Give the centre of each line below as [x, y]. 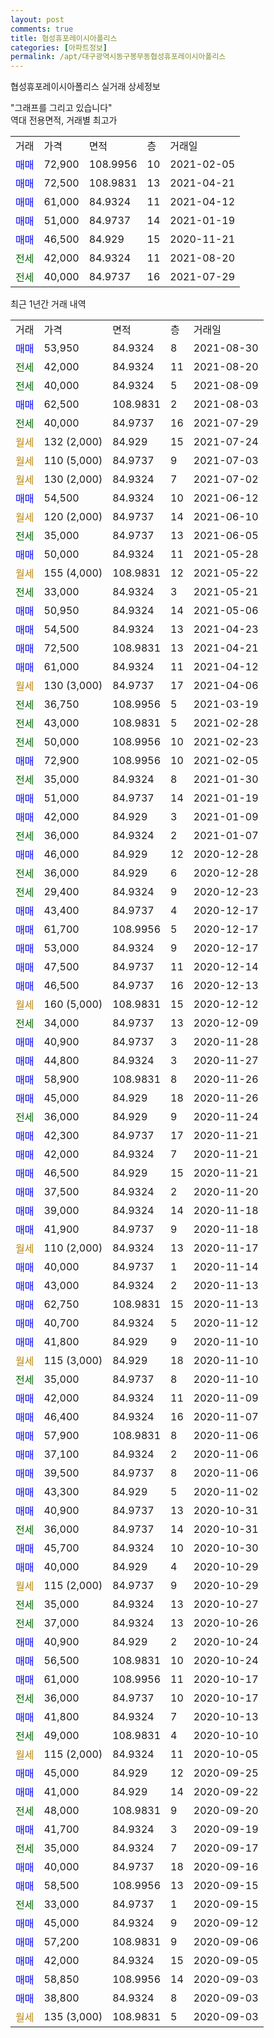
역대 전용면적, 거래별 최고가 [64, 120]
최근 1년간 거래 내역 [48, 304]
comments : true [42, 29]
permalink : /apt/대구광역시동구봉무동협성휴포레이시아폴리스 [118, 57]
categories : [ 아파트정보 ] [59, 47]
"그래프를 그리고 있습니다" [61, 108]
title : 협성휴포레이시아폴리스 [64, 38]
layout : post [37, 19]
